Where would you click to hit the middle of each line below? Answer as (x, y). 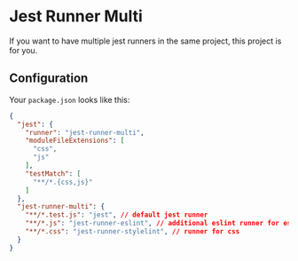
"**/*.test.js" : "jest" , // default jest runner (117, 215)
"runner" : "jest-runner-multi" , (85, 132)
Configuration (49, 79)
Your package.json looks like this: (70, 99)
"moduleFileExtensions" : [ (75, 141)
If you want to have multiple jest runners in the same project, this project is (145, 41)
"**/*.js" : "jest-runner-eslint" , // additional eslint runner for (152, 224)
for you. (24, 50)
